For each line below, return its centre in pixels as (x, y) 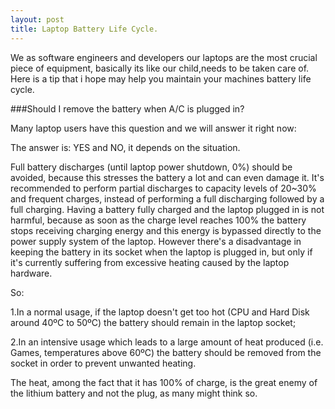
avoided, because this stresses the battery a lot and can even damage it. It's (167, 177)
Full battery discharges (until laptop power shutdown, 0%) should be (151, 167)
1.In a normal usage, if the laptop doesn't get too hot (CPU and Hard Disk (160, 312)
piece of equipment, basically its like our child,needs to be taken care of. (160, 68)
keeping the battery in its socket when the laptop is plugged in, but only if (161, 252)
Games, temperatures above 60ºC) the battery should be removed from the (166, 352)
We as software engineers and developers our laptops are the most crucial (164, 57)
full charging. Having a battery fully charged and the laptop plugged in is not (167, 209)
